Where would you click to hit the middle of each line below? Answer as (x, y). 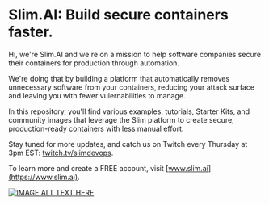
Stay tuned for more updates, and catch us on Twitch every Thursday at (128, 144)
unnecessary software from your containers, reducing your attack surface (132, 87)
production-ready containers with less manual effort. (96, 128)
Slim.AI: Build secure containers (118, 15)
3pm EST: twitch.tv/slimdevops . (61, 153)
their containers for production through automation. (94, 63)
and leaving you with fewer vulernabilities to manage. (97, 95)
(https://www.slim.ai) (43, 177)
